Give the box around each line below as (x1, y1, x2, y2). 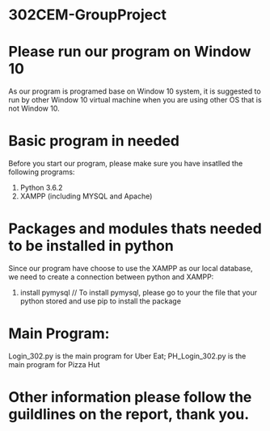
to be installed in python (8, 236, 174, 255)
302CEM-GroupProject (8, 6, 167, 24)
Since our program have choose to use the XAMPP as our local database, (8, 264, 253, 273)
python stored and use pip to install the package (19, 296, 182, 306)
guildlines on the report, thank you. (8, 405, 250, 424)
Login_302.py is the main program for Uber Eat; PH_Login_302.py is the (8, 351, 247, 361)
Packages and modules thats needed (8, 220, 263, 238)
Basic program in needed (8, 132, 180, 150)
